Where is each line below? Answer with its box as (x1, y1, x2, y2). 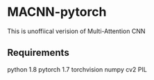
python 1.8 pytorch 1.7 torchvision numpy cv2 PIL (7, 65, 147, 73)
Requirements (7, 47, 69, 59)
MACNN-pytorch (7, 4, 107, 20)
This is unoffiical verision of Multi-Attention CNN (7, 27, 146, 35)
